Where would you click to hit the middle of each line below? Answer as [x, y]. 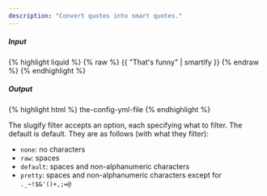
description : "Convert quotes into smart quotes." [95, 16]
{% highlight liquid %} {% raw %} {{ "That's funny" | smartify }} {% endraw [133, 62]
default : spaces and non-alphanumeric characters [105, 166]
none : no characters [53, 149]
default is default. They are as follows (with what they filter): [108, 133]
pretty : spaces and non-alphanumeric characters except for [121, 175]
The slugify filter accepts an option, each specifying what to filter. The [125, 125]
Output [21, 89]
